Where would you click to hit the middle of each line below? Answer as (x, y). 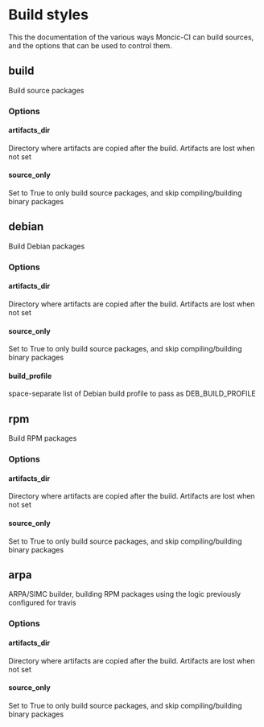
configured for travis (42, 603)
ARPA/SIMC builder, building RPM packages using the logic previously (125, 594)
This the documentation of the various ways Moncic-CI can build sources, (131, 37)
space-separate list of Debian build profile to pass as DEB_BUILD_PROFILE (132, 394)
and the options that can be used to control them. (91, 45)
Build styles (48, 15)
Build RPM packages (43, 438)
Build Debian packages (47, 246)
